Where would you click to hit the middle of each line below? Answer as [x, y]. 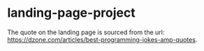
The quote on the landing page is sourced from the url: [86, 32]
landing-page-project [71, 13]
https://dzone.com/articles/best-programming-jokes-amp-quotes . [102, 39]
